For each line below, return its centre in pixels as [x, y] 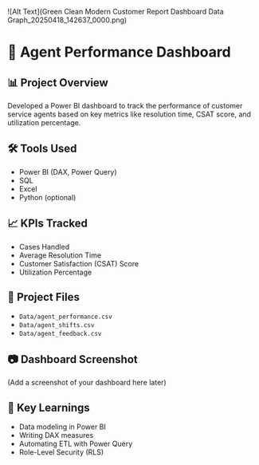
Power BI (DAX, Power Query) [68, 171]
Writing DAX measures [56, 435]
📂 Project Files [44, 297]
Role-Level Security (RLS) [61, 452]
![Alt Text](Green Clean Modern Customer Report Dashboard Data [116, 12]
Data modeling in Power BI [63, 427]
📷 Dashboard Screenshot [73, 359]
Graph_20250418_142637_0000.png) [67, 20]
